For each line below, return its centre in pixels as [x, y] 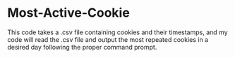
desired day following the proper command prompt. [82, 47]
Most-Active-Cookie [69, 13]
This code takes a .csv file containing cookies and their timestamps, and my [117, 32]
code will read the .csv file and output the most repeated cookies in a [108, 39]
